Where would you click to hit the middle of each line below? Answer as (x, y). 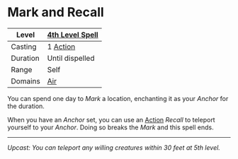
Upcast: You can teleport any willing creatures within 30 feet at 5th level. (114, 147)
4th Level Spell (73, 35)
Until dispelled (71, 58)
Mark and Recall (56, 12)
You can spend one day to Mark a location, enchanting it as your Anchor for (118, 98)
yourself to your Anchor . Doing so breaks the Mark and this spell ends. (110, 127)
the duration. (26, 106)
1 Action (61, 47)
